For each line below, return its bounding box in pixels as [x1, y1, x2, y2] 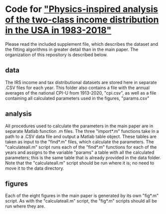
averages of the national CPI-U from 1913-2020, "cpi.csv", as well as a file [5, 90, 157, 96]
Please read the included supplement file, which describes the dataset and [5, 41, 158, 47]
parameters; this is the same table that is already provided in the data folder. [5, 154, 162, 160]
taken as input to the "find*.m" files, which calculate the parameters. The [5, 138, 154, 145]
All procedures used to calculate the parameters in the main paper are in [5, 123, 154, 129]
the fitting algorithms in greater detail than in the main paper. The [5, 46, 138, 52]
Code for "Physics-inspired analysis [5, 3, 158, 15]
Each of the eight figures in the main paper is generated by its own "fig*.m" [5, 193, 159, 199]
